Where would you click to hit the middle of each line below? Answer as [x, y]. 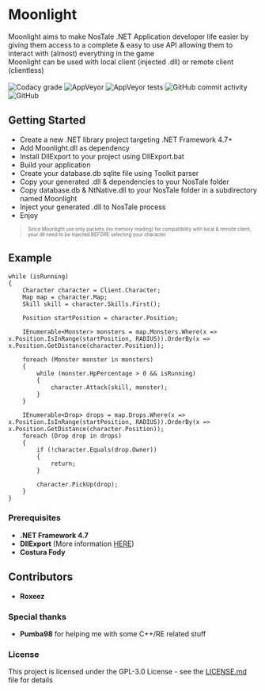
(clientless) [26, 70]
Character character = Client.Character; [91, 290]
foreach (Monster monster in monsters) [88, 359]
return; [63, 464]
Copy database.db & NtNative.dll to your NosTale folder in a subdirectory [138, 190]
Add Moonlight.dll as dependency [75, 147]
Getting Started [47, 120]
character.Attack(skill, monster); [109, 387]
